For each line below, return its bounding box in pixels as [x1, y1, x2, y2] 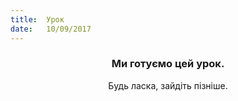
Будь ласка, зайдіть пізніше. [108, 79, 228, 91]
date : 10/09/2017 [10, 24, 92, 34]
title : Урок [10, 14, 65, 25]
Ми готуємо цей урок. [111, 57, 225, 71]
